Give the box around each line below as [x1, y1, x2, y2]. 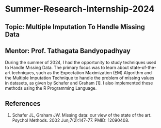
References [5, 99, 41, 108]
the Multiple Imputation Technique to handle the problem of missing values [5, 75, 155, 81]
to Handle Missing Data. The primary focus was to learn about [5, 64, 129, 71]
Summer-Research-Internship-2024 [5, 3, 155, 15]
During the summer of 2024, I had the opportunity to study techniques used [5, 60, 157, 65]
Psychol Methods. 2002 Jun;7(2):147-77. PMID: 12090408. [12, 117, 129, 123]
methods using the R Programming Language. [5, 85, 97, 91]
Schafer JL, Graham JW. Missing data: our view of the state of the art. [12, 112, 152, 118]
